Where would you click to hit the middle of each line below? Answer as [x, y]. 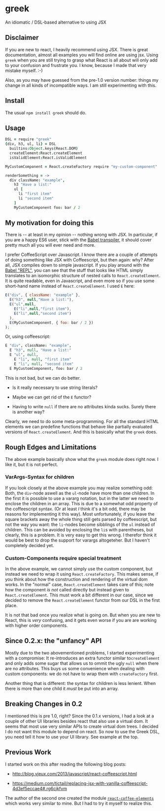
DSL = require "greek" [28, 139]
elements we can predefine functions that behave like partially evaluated [79, 426]
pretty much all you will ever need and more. [50, 245]
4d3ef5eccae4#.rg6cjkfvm [40, 788]
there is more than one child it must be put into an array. [62, 688]
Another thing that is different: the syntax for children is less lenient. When [81, 683]
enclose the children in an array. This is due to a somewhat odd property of [82, 503]
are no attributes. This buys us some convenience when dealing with [75, 668]
